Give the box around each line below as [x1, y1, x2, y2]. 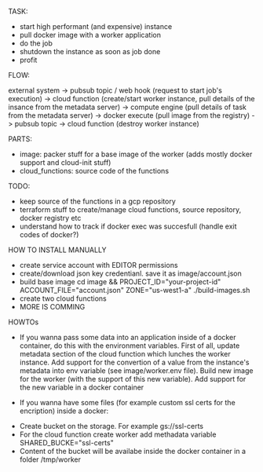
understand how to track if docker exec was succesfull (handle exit [19, 221, 237, 231]
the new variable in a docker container [19, 382, 144, 392]
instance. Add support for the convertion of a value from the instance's [19, 357, 250, 367]
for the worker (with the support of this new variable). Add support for [19, 375, 247, 383]
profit [19, 55, 38, 64]
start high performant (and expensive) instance [19, 22, 173, 31]
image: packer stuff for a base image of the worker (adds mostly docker [19, 149, 253, 159]
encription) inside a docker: [19, 406, 108, 415]
